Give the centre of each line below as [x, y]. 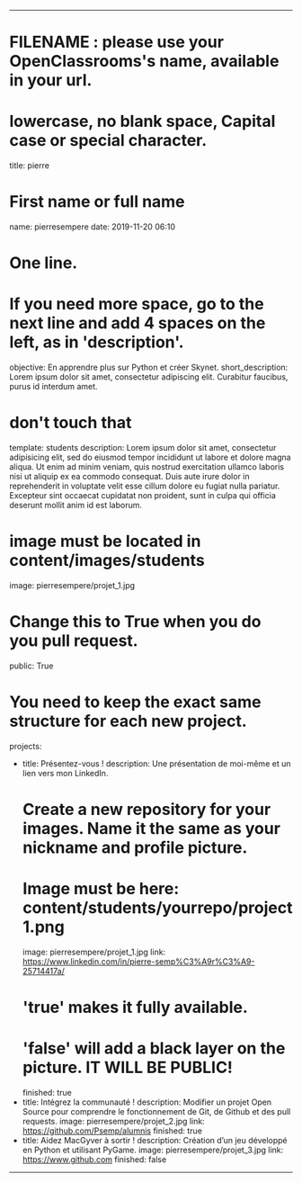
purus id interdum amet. [53, 387]
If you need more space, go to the [137, 304]
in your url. [51, 81]
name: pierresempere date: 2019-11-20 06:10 [92, 227]
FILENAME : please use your [117, 42]
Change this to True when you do [135, 622]
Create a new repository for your [147, 810]
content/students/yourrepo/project [158, 908]
